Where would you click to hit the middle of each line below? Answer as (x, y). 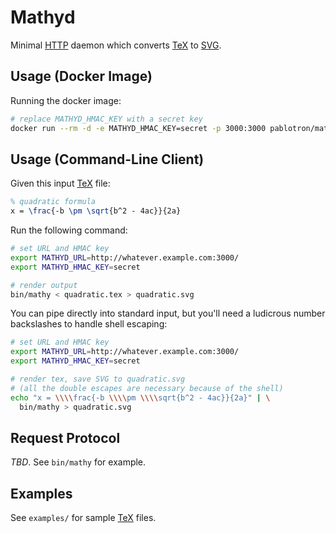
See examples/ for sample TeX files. (83, 518)
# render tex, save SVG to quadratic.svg (98, 379)
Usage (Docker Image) (81, 76)
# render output (44, 285)
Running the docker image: (66, 100)
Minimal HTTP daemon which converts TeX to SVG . (116, 45)
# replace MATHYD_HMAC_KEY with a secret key (106, 119)
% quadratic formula (53, 202)
